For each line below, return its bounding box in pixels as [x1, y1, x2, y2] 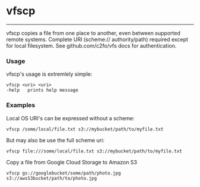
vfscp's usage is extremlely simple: [6, 70, 92, 78]
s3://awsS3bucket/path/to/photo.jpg [6, 175, 97, 181]
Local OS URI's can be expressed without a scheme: [6, 114, 135, 121]
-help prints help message [6, 88, 79, 93]
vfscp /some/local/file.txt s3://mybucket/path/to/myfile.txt [6, 126, 164, 132]
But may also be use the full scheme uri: [6, 136, 105, 144]
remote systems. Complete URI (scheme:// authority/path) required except [6, 36, 189, 43]
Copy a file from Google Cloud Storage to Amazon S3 [6, 158, 137, 166]
